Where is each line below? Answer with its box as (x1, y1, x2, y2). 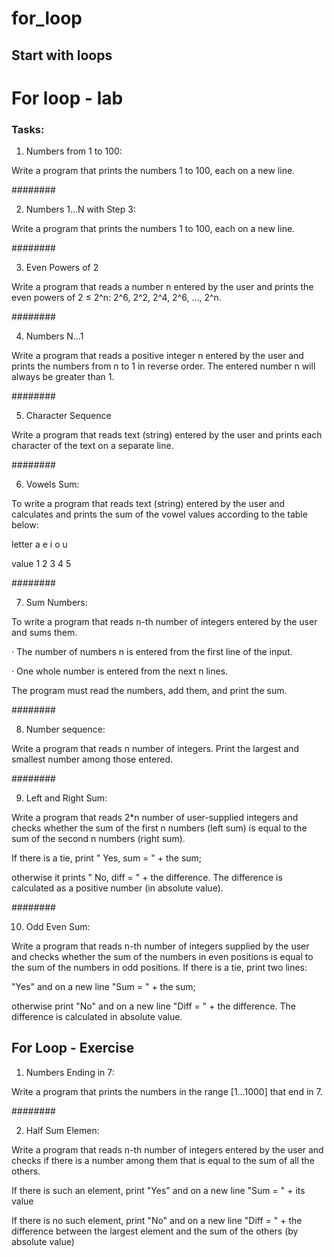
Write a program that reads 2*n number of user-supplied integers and (11, 812, 299, 824)
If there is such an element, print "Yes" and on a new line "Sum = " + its (11, 1184, 306, 1196)
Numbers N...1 (25, 330, 84, 342)
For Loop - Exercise (11, 1040, 135, 1057)
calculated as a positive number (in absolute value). (11, 882, 224, 894)
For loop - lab (11, 87, 124, 109)
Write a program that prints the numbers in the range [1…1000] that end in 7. (11, 1085, 323, 1097)
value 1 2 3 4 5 (11, 558, 72, 570)
